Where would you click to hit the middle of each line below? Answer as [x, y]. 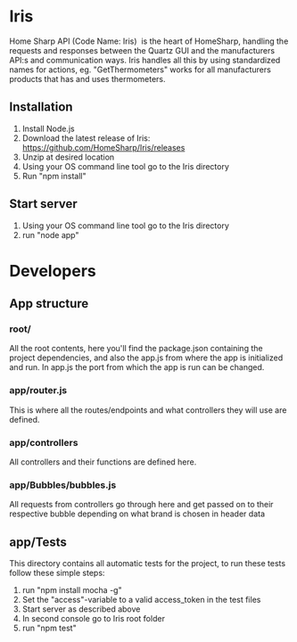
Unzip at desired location [68, 157]
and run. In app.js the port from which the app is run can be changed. [137, 367]
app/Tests [38, 542]
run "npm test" [49, 628]
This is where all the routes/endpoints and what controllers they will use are [148, 410]
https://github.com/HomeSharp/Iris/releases [103, 147]
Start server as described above [81, 609]
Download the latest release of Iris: [86, 138]
